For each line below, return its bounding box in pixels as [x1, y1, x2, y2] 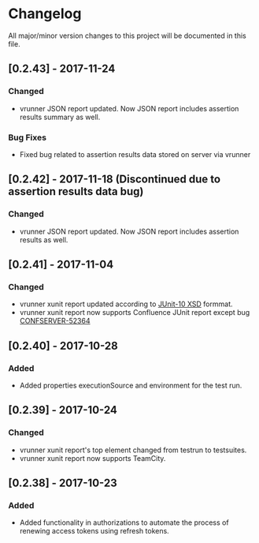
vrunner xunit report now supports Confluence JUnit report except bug [19, 308, 250, 317]
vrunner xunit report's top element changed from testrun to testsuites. [19, 445, 247, 455]
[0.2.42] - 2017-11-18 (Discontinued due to [8, 173, 221, 186]
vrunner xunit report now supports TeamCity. [19, 453, 166, 462]
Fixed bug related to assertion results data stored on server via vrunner [19, 149, 251, 159]
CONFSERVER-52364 [19, 316, 91, 326]
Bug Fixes [8, 132, 47, 143]
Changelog [8, 5, 82, 23]
